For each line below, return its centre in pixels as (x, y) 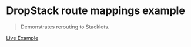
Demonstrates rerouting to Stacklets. (65, 27)
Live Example (22, 38)
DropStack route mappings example (95, 11)
